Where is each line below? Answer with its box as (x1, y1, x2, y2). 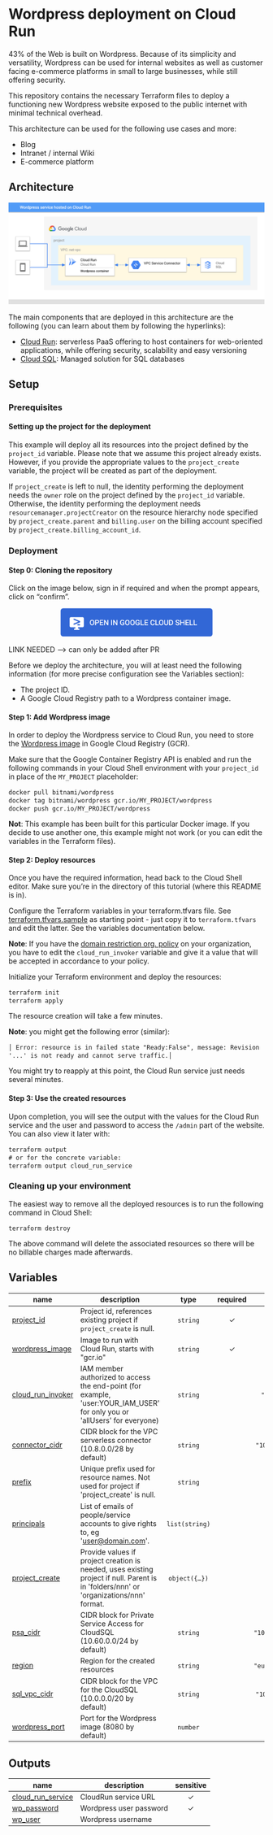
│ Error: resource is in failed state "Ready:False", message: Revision (8, 1044, 260, 1052)
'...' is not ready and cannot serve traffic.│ (8, 1052, 173, 1060)
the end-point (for (80, 1381, 142, 1390)
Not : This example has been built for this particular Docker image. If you (8, 819, 250, 829)
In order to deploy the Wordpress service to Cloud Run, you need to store (8, 730, 254, 740)
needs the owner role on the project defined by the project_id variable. (8, 490, 245, 500)
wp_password (11, 1803, 59, 1813)
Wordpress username (80, 1815, 153, 1824)
